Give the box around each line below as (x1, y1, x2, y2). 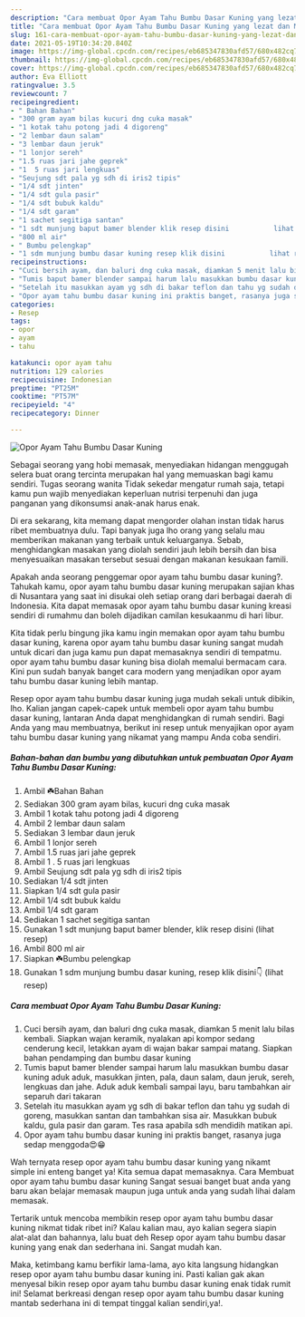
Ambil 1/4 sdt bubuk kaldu (23, 895, 121, 905)
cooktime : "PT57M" (10, 392, 80, 402)
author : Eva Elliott (10, 73, 89, 82)
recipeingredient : (10, 97, 80, 107)
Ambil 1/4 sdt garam (23, 904, 99, 915)
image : (10, 47, 35, 56)
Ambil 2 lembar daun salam (23, 818, 126, 828)
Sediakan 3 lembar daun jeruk (23, 827, 136, 838)
